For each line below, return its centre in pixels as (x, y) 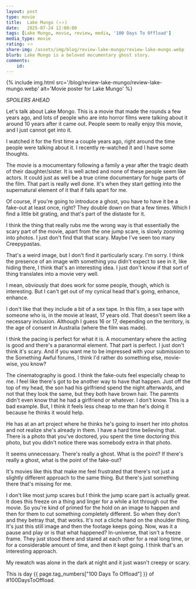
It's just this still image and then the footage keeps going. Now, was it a (92, 526)
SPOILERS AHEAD (28, 100)
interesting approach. (32, 552)
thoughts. (18, 154)
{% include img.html (30, 83)
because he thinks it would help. (45, 413)
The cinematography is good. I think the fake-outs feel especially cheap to (96, 375)
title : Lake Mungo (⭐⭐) (37, 22)
